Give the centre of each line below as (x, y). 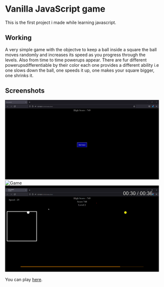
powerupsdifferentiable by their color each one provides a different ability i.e (82, 65)
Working (18, 38)
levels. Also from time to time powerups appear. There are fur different (76, 60)
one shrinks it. (19, 75)
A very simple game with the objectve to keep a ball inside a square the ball (81, 49)
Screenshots (25, 91)
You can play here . (24, 280)
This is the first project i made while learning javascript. (61, 22)
